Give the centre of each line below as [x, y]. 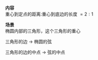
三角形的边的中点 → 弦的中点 [35, 52]
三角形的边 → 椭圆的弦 [29, 41]
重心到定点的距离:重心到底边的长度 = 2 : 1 [49, 14]
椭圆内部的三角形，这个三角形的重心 [43, 31]
